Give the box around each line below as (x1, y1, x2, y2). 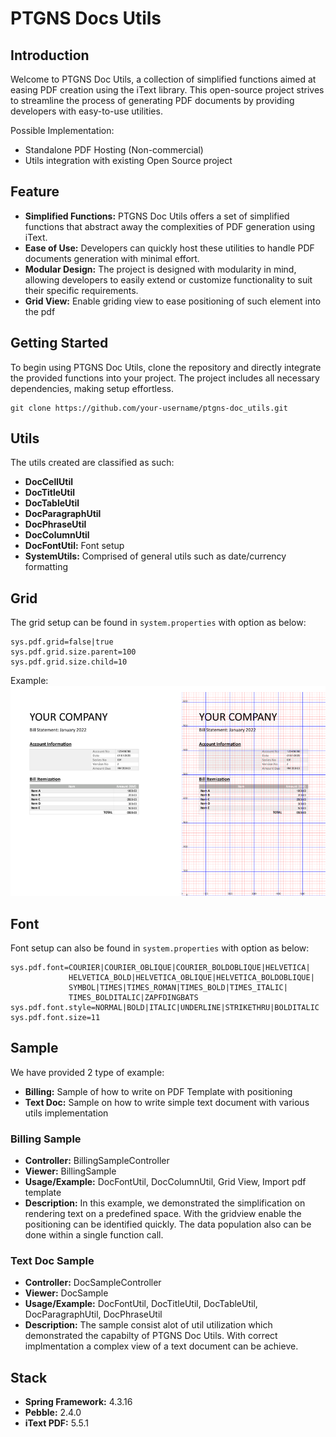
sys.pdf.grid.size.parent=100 (10, 647, 137, 657)
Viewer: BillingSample (24, 1165, 117, 1177)
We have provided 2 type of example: (10, 1066, 165, 1078)
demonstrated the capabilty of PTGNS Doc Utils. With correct (24, 1330, 278, 1342)
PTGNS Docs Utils (10, 7, 162, 30)
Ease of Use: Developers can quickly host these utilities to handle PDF (24, 242, 315, 254)
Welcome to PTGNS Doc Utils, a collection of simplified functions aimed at (10, 73, 317, 85)
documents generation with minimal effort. (24, 252, 200, 264)
